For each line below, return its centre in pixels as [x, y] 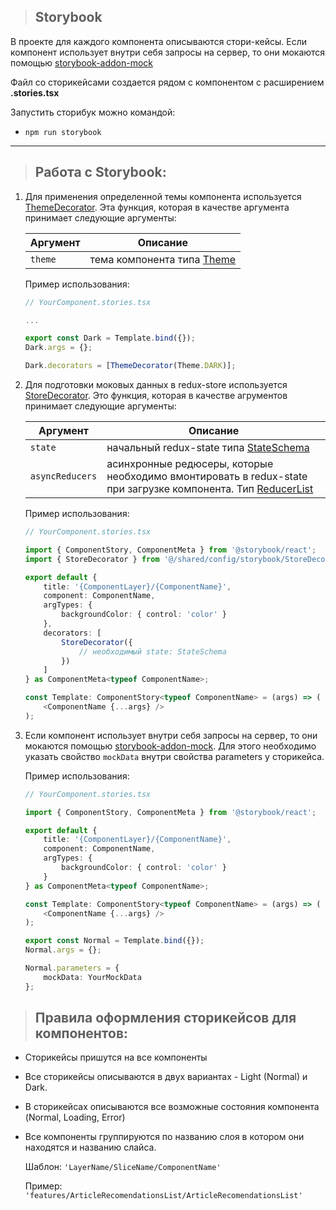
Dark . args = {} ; [58, 348]
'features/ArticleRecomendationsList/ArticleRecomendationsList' [163, 1196]
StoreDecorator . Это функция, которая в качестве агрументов [156, 395]
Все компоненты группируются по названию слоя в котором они [164, 1137]
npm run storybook [63, 132]
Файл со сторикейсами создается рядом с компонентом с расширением [167, 82]
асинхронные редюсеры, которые [190, 463]
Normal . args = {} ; [63, 950]
